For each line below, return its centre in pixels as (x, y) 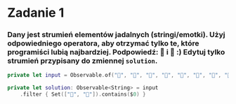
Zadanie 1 (36, 13)
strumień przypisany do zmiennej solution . (83, 61)
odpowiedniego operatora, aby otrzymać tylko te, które (103, 43)
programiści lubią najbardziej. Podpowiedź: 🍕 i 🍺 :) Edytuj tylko (116, 52)
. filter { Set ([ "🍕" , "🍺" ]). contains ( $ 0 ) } (83, 95)
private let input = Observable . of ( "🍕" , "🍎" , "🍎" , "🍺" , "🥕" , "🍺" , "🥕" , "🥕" (120, 75)
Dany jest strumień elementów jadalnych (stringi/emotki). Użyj (116, 35)
